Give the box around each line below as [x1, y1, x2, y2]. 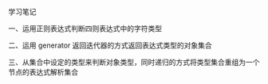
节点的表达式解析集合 [8, 67, 78, 77]
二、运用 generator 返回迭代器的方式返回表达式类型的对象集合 [8, 40, 213, 50]
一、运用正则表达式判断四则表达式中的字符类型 [8, 24, 162, 33]
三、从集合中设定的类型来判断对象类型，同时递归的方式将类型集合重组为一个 [8, 58, 260, 67]
